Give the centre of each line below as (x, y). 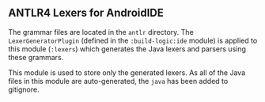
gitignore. (24, 89)
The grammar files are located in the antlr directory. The (101, 32)
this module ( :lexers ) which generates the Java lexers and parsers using (127, 49)
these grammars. (36, 57)
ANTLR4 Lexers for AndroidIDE (86, 13)
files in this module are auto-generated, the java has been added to (118, 81)
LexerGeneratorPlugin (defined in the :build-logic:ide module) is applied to (133, 40)
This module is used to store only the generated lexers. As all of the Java (127, 72)
